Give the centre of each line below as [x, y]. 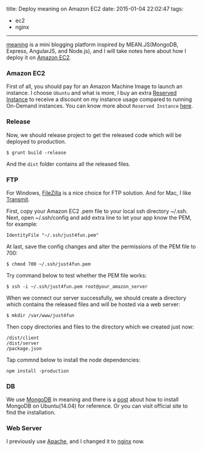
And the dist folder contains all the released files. [68, 164]
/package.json [24, 348]
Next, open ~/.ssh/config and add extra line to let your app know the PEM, [99, 217]
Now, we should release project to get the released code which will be [94, 135]
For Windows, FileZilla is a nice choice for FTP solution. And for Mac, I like [99, 193]
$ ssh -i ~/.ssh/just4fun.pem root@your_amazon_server [77, 286]
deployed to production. [36, 141]
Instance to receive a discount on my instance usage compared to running [99, 99]
